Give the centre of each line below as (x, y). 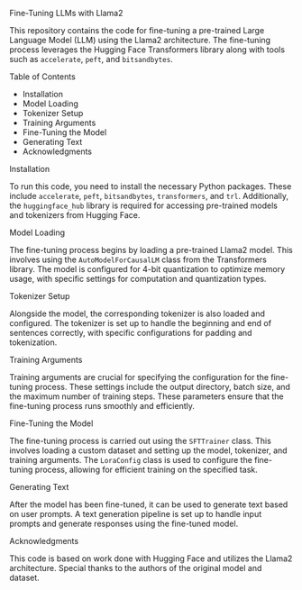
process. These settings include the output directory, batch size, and (163, 387)
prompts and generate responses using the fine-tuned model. (124, 523)
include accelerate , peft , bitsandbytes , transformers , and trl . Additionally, (149, 196)
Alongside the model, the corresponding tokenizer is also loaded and (137, 313)
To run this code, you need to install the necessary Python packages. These (151, 186)
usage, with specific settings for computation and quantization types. (138, 279)
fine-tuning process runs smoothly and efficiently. (102, 406)
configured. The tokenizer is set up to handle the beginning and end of (141, 323)
